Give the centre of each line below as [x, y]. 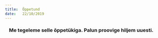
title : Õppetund [22, 9]
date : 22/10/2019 [25, 14]
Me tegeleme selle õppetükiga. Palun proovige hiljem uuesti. [81, 30]
